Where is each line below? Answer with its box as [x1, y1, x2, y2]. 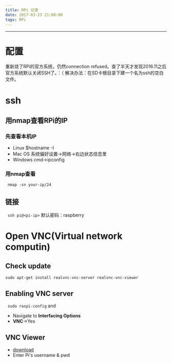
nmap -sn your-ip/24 [7, 183, 52, 188]
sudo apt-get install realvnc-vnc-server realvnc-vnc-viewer [5, 275, 139, 280]
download [12, 347, 34, 353]
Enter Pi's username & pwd [12, 352, 70, 358]
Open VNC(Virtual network [5, 230, 123, 242]
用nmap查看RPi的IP [5, 116, 68, 125]
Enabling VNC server [5, 289, 74, 298]
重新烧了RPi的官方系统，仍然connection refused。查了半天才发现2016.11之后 [5, 64, 167, 70]
